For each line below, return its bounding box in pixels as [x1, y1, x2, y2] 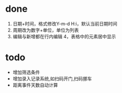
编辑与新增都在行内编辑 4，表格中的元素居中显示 [12, 33, 116, 39]
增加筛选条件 [12, 69, 40, 75]
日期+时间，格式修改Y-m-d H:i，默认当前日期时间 [12, 20, 117, 27]
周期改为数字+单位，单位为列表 [12, 27, 79, 33]
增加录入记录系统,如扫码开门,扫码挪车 [12, 75, 92, 82]
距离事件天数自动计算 [12, 82, 58, 88]
